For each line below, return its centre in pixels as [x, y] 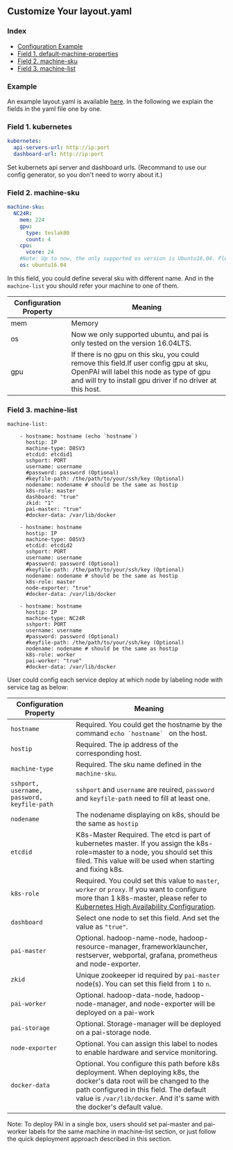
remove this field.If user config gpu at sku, [140, 363]
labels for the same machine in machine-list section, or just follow [122, 1132]
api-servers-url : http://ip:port [62, 148]
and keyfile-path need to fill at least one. [143, 798]
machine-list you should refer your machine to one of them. [93, 285]
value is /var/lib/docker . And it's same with [148, 1099]
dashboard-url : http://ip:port [59, 154]
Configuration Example [50, 46]
